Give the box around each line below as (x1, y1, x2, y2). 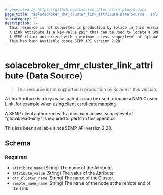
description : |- (5, 20, 38, 26)
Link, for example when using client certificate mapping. (5, 101, 117, 107)
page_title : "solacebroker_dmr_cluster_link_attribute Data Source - (5, 12, 149, 17)
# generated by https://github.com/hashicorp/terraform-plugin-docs (5, 7, 147, 12)
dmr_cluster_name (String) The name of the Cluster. (12, 175, 114, 181)
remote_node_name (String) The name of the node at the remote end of (12, 180, 151, 186)
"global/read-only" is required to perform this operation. (5, 116, 117, 121)
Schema (5, 139, 31, 148)
